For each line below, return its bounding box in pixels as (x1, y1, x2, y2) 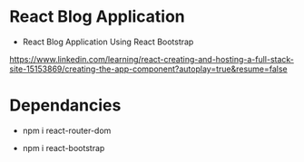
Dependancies (9, 95, 122, 116)
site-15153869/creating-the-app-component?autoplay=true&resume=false (9, 63, 288, 74)
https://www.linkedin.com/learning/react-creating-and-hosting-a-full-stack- (9, 53, 295, 64)
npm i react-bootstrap (22, 142, 105, 153)
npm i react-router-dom (22, 125, 112, 136)
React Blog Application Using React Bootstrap (22, 36, 194, 47)
